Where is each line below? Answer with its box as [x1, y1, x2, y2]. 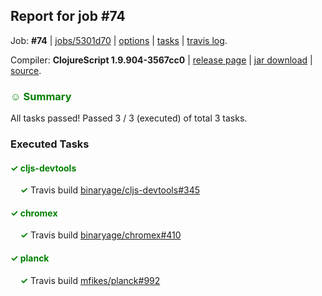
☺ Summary [10, 89, 72, 103]
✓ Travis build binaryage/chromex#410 [19, 229, 182, 241]
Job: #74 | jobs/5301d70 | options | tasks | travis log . [10, 34, 228, 46]
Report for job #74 [10, 8, 126, 25]
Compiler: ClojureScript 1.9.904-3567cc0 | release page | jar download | [10, 54, 313, 66]
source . [10, 64, 42, 76]
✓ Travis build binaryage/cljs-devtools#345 [19, 184, 201, 196]
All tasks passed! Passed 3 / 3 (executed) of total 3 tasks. [10, 112, 248, 124]
